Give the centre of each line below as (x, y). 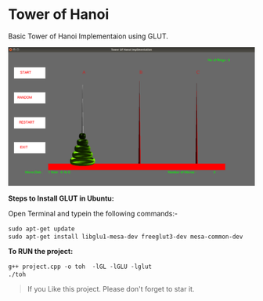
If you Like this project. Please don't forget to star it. (111, 288)
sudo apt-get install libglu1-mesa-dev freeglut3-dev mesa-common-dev (126, 237)
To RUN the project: (41, 251)
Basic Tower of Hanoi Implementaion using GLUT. (88, 36)
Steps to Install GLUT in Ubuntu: (61, 198)
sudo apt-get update (42, 229)
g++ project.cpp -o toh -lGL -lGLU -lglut (80, 267)
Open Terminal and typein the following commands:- (93, 213)
